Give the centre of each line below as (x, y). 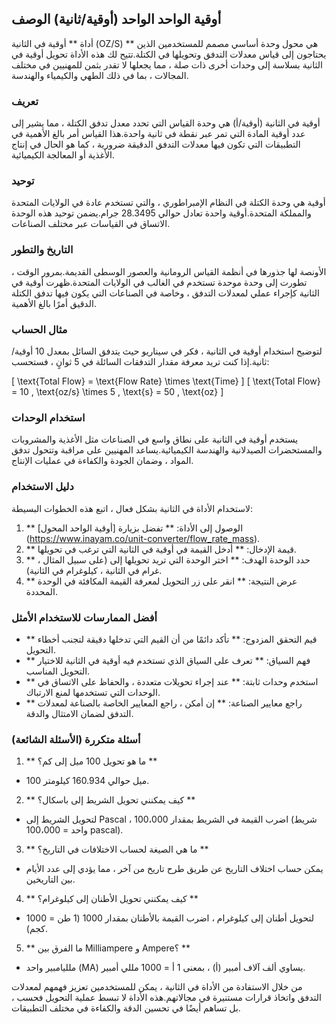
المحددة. (42, 591)
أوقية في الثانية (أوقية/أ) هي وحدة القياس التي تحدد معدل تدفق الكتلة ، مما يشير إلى (166, 123)
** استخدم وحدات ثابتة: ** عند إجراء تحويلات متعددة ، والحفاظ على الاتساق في (172, 681)
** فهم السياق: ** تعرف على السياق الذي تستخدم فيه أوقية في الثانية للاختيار (168, 660)
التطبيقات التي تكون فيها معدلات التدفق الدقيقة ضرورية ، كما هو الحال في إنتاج (156, 144)
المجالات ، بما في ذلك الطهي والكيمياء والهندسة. (100, 75)
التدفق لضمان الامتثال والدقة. (79, 713)
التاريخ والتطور (42, 250)
